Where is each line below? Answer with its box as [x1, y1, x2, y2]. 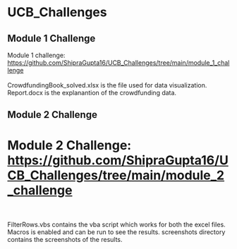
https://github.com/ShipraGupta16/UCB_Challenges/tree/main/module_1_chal [7, 59, 230, 67]
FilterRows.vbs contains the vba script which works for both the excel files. [7, 220, 226, 229]
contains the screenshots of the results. [7, 236, 123, 244]
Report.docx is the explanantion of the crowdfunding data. [7, 89, 177, 97]
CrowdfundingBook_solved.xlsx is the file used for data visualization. [7, 81, 207, 89]
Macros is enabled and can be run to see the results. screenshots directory [7, 228, 226, 236]
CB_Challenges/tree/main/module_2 [7, 167, 225, 183]
